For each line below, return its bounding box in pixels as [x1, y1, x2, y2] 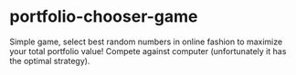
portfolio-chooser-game [9, 6, 198, 27]
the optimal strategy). [9, 55, 90, 66]
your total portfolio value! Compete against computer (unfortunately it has [9, 45, 287, 56]
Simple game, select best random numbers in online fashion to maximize [9, 36, 283, 47]
